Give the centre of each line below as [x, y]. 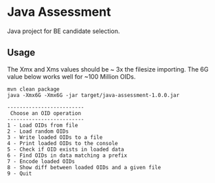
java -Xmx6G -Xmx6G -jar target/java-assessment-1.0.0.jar [93, 95]
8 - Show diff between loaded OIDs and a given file [84, 167]
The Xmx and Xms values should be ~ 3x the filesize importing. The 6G [108, 69]
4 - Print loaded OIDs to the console [63, 143]
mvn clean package [33, 89]
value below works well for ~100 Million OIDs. [71, 76]
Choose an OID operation [45, 113]
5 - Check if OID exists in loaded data [66, 149]
